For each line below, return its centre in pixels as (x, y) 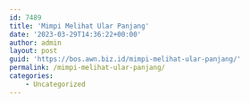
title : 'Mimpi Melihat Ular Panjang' (79, 26)
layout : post (33, 51)
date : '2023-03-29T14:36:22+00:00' (75, 34)
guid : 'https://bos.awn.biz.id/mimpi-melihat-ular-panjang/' (125, 59)
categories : (31, 76)
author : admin (36, 43)
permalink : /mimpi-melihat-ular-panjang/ (87, 68)
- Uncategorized (56, 84)
